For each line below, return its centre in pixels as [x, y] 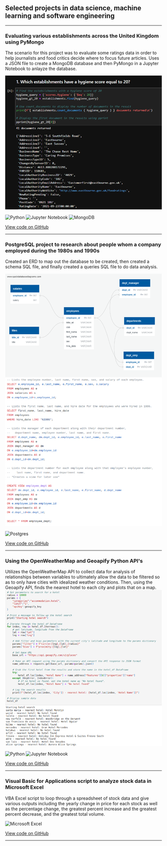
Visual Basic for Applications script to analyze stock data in [78, 781]
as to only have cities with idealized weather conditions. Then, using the [79, 582]
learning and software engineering [60, 16]
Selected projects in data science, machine [73, 8]
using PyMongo [25, 42]
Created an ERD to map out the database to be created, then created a [77, 262]
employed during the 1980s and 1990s [52, 250]
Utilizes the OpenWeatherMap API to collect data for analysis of [70, 572]
